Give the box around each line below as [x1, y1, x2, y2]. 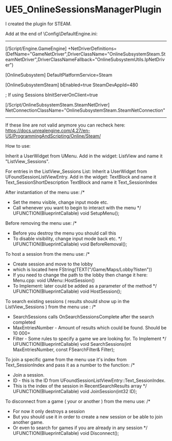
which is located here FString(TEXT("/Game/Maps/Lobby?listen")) [12, 266, 153, 272]
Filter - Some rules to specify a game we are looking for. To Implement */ [12, 336, 166, 342]
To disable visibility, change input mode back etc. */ [12, 235, 122, 241]
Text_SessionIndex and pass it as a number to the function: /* [5, 362, 135, 368]
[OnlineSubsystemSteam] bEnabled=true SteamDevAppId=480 [5, 81, 138, 88]
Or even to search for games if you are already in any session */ [12, 425, 148, 431]
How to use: [5, 143, 31, 149]
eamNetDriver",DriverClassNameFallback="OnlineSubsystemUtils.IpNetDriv [5, 56, 165, 62]
